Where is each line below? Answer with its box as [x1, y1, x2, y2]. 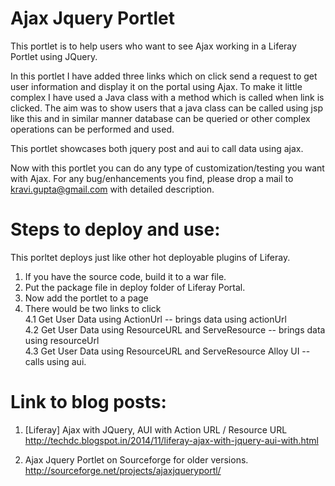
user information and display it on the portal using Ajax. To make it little [10, 80, 303, 92]
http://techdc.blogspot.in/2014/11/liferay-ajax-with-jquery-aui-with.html [24, 434, 319, 446]
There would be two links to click [24, 302, 162, 314]
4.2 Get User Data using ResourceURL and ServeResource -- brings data [24, 323, 326, 336]
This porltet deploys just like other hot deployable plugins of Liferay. [10, 251, 291, 263]
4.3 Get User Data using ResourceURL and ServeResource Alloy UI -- [24, 345, 311, 357]
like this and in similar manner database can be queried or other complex [10, 112, 311, 124]
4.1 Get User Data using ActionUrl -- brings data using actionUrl [24, 313, 287, 325]
